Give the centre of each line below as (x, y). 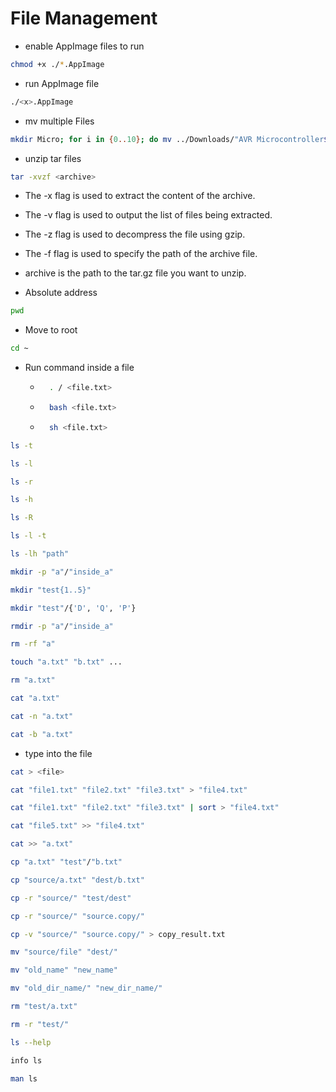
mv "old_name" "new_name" (64, 970)
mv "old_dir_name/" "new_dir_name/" (86, 988)
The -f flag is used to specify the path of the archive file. (141, 254)
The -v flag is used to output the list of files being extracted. (148, 215)
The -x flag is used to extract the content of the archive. (140, 196)
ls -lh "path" (40, 554)
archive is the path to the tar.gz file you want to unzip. (135, 273)
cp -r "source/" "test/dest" (71, 898)
